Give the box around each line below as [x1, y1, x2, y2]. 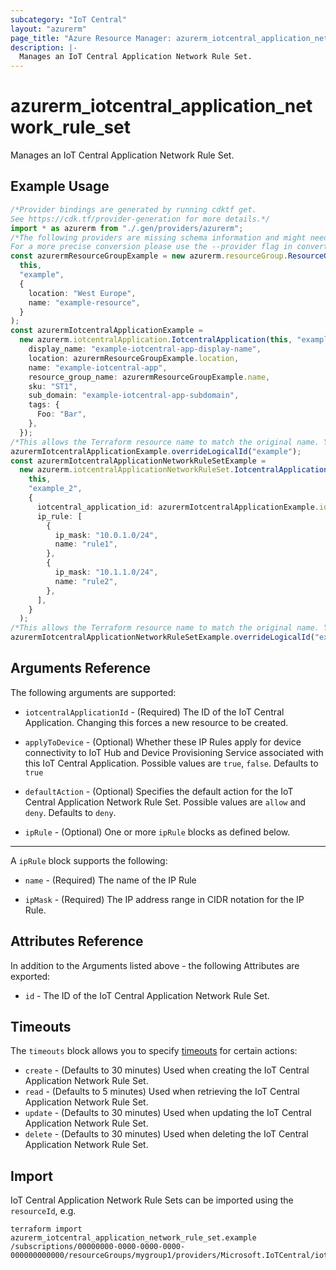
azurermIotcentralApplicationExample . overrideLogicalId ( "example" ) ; [10, 446, 302, 456]
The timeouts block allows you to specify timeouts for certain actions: [10, 1045, 298, 1057]
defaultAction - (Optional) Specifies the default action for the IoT [24, 785, 294, 797]
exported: [10, 970, 51, 982]
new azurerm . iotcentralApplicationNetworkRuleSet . [19, 465, 235, 475]
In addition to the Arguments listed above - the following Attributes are [10, 959, 300, 971]
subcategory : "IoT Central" [10, 14, 128, 25]
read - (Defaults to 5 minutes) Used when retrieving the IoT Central [24, 1086, 300, 1098]
